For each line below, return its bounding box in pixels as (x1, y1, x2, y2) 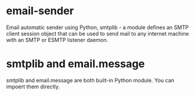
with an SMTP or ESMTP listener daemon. (6, 36, 108, 43)
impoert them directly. (6, 83, 60, 90)
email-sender (6, 4, 74, 18)
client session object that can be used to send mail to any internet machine (6, 30, 189, 37)
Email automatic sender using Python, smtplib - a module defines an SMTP (6, 24, 189, 31)
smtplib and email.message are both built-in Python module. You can (6, 76, 175, 84)
